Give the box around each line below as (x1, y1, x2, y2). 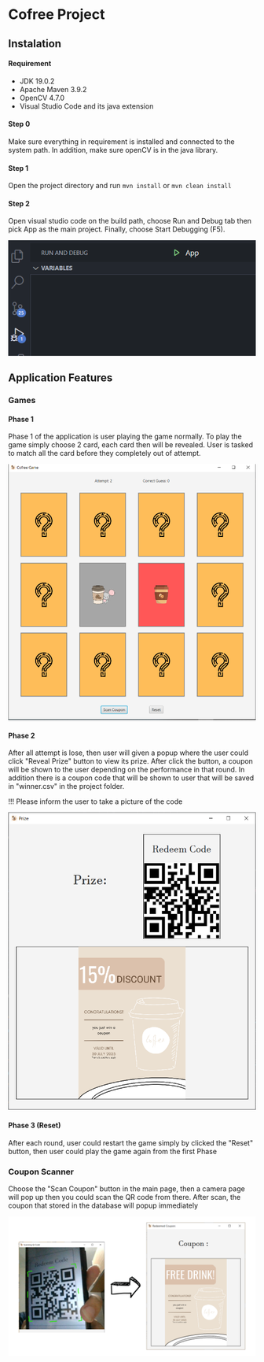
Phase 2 (8, 731, 35, 740)
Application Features (8, 372, 113, 385)
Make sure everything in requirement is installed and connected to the (8, 136, 235, 146)
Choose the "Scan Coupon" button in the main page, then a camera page (8, 1183, 245, 1194)
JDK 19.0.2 (19, 76, 55, 86)
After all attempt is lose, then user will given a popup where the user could (8, 748, 249, 757)
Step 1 (8, 163, 29, 172)
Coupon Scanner (8, 1166, 75, 1177)
